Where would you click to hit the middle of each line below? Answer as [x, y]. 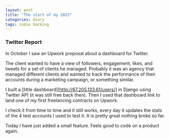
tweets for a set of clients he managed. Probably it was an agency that [80, 68]
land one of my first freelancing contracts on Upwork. [62, 100]
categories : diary [25, 19]
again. [12, 131]
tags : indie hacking [27, 24]
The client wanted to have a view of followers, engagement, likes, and [79, 63]
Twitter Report [24, 42]
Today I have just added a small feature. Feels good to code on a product [82, 125]
